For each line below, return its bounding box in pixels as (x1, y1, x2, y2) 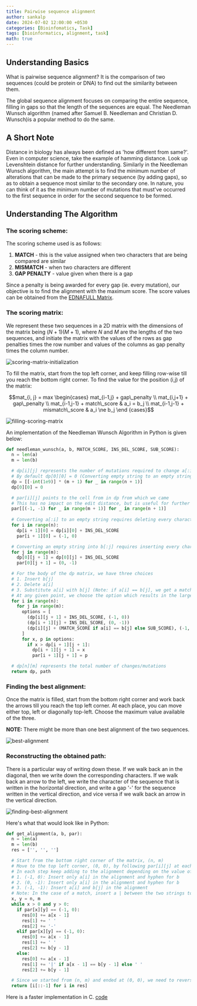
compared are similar (14, 258, 66, 265)
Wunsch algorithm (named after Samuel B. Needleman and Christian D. (6, 109, 178, 116)
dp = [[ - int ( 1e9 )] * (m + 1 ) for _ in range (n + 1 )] (11, 479, 143, 485)
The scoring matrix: (6, 309, 63, 317)
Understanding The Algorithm (6, 209, 118, 219)
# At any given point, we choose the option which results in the (11, 593, 177, 598)
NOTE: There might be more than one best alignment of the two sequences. (6, 726, 189, 733)
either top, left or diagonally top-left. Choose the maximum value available (6, 708, 185, 715)
